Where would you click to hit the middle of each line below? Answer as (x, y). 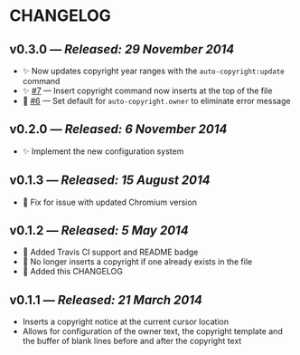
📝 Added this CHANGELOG (73, 272)
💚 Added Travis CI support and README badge (110, 252)
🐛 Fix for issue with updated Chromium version (109, 202)
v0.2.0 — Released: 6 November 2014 (118, 129)
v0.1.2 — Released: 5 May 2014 (99, 230)
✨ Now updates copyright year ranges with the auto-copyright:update (153, 71)
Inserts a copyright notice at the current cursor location (125, 321)
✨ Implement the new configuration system (103, 151)
